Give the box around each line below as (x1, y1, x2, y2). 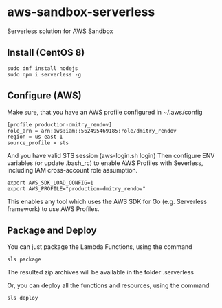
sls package (7, 256, 41, 263)
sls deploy (7, 295, 38, 302)
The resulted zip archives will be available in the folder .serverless (7, 268, 195, 276)
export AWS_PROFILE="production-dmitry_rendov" (7, 185, 146, 192)
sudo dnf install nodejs (7, 65, 78, 72)
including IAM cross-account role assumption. (7, 166, 138, 174)
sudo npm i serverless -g (7, 71, 81, 78)
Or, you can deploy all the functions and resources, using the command (7, 281, 210, 289)
